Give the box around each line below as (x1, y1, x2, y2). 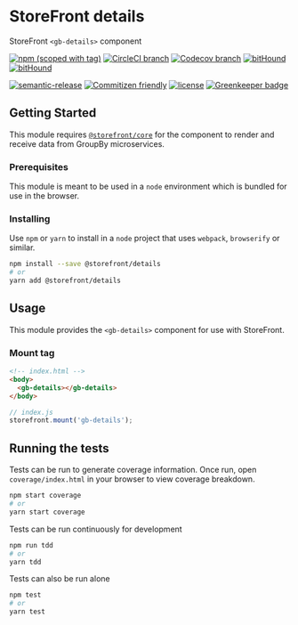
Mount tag (9, 346, 55, 359)
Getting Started (9, 105, 97, 121)
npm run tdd (9, 540, 53, 549)
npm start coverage (9, 491, 82, 500)
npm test (9, 590, 42, 600)
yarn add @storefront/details (9, 276, 122, 286)
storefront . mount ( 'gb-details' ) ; (9, 416, 133, 425)
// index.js (9, 408, 53, 417)
